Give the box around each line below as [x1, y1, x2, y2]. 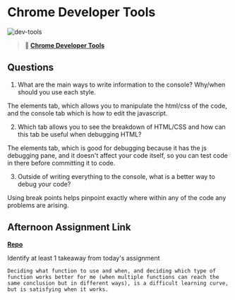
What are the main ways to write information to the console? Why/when [17, 80, 226, 89]
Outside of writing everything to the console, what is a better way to [17, 172, 215, 180]
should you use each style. [17, 87, 97, 96]
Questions [7, 61, 54, 74]
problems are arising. [7, 201, 69, 209]
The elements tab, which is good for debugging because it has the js [7, 144, 207, 152]
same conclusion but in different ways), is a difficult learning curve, [7, 280, 229, 287]
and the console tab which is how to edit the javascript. [7, 108, 168, 117]
